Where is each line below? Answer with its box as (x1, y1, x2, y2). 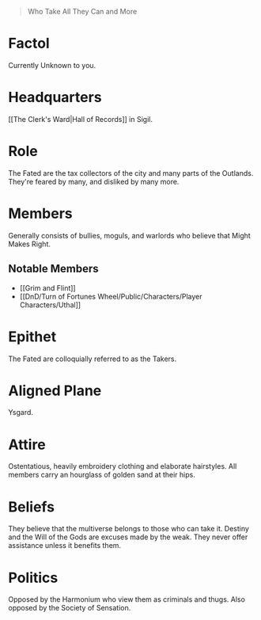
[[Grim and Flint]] (19, 283, 77, 292)
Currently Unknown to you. (8, 60, 96, 70)
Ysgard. (8, 408, 34, 417)
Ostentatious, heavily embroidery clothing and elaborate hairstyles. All (8, 462, 237, 471)
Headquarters (8, 89, 102, 106)
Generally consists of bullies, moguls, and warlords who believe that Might (8, 230, 251, 240)
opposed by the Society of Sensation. (8, 603, 131, 613)
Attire (8, 436, 46, 454)
